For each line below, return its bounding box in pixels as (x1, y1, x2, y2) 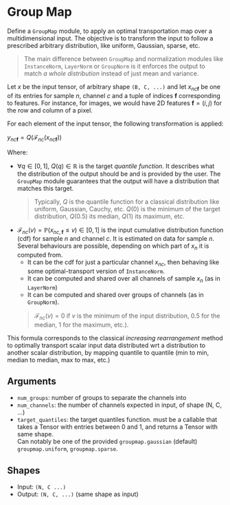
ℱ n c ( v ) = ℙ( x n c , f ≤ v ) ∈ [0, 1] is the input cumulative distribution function (16, 226, 224, 235)
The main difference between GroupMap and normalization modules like (23, 54, 224, 62)
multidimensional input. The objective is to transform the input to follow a (7, 34, 214, 42)
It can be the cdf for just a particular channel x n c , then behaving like (27, 258, 220, 268)
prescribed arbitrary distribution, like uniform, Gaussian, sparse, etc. (7, 41, 200, 49)
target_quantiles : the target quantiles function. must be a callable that (16, 416, 218, 424)
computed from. (16, 251, 63, 259)
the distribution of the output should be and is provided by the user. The (16, 169, 221, 178)
